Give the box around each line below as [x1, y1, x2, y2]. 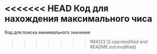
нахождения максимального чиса [4, 13, 153, 24]
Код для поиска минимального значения [4, 29, 90, 35]
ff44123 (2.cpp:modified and [90, 38, 148, 44]
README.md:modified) [90, 44, 136, 50]
